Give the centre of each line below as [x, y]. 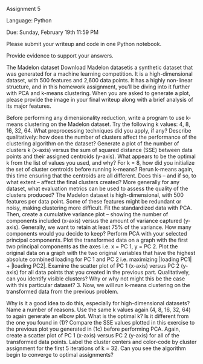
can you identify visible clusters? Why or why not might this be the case [96, 279]
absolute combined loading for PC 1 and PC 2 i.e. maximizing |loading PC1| [99, 259]
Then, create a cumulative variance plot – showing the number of [87, 214]
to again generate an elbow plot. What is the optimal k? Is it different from [98, 316]
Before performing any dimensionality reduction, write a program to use [95, 118]
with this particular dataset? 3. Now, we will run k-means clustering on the [98, 285]
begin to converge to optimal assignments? [60, 355]
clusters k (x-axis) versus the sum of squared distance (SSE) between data [100, 150]
